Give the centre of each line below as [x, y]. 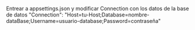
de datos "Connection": [35, 15]
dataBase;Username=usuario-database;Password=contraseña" [84, 21]
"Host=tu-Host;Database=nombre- [107, 15]
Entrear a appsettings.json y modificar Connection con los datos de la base [97, 9]
